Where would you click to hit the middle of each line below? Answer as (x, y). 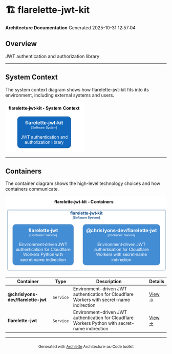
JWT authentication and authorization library (52, 56)
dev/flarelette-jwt (27, 300)
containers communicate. (32, 189)
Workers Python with (95, 323)
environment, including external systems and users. (60, 95)
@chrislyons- (23, 294)
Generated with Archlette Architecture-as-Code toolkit (86, 347)
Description (109, 281)
